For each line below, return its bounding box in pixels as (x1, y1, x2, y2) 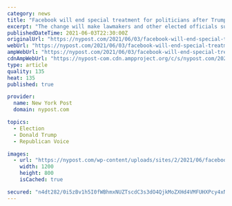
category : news (7, 10, 51, 17)
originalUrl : (7, 36, 45, 43)
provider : (7, 93, 36, 100)
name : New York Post (13, 100, 72, 107)
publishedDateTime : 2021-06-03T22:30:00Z (7, 29, 128, 37)
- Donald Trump (13, 131, 57, 138)
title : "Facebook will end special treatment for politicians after (7, 17, 209, 24)
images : (7, 150, 30, 158)
